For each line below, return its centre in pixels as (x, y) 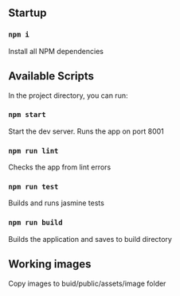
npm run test (33, 187)
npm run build (35, 223)
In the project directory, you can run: (68, 95)
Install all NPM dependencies (56, 51)
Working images (50, 265)
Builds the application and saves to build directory (90, 239)
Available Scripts (51, 76)
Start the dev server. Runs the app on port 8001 (86, 131)
